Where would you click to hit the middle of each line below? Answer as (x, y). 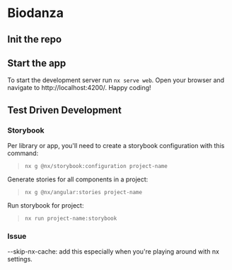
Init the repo (35, 39)
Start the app (37, 63)
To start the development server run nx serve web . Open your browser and (116, 80)
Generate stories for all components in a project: (78, 179)
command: (23, 153)
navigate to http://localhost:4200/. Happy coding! (79, 88)
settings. (20, 259)
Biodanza (35, 13)
